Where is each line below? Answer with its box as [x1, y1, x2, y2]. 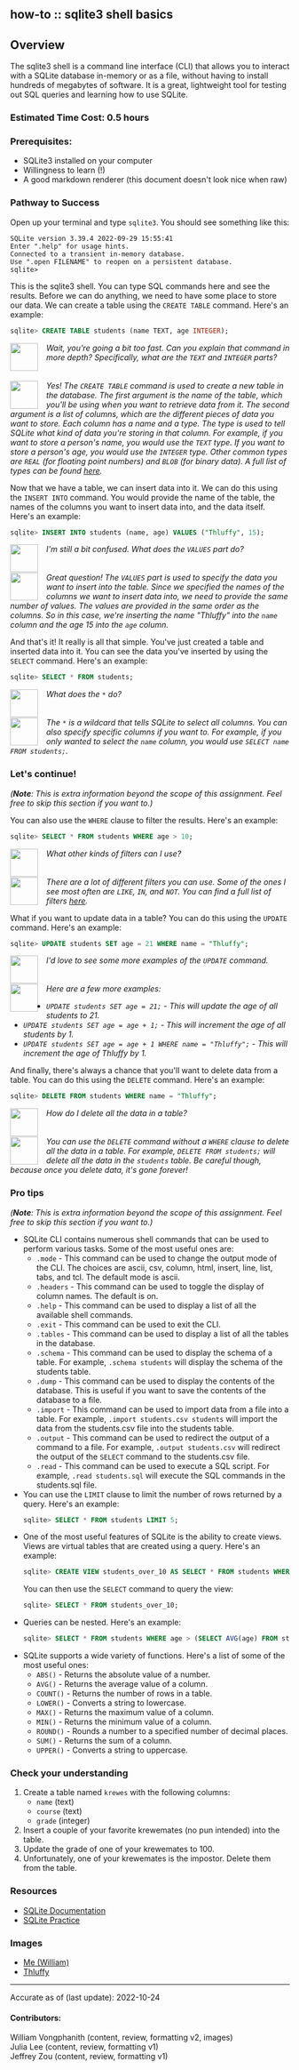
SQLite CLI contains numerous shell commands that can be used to [22, 1233, 270, 1244]
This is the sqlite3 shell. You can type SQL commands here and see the [10, 280, 271, 292]
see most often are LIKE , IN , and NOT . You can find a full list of [46, 886, 271, 896]
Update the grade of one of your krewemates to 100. [22, 1844, 216, 1855]
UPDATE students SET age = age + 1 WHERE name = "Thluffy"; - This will [22, 1039, 287, 1049]
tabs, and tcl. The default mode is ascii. [35, 1272, 180, 1282]
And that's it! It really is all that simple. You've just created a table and [10, 637, 264, 647]
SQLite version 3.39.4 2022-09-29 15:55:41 [10, 234, 174, 243]
